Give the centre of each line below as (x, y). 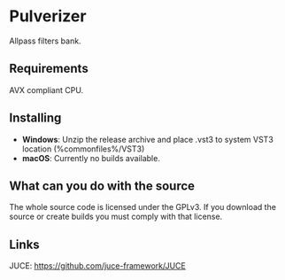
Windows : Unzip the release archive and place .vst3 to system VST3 (148, 139)
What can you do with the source (102, 186)
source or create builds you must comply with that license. (116, 217)
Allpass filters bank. (45, 41)
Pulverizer (48, 16)
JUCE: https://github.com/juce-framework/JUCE (97, 266)
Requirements (49, 69)
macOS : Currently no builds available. (91, 158)
